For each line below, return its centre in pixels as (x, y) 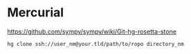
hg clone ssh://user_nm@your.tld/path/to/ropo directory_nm (96, 44)
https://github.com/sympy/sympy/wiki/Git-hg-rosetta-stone (92, 31)
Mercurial (36, 13)
